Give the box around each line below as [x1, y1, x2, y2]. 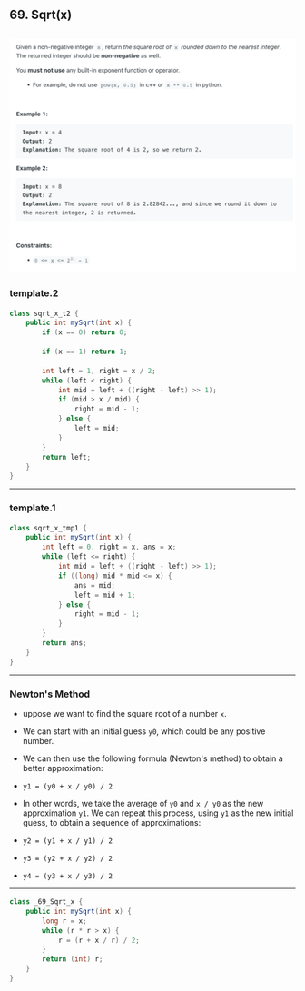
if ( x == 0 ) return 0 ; [42, 328, 128, 337]
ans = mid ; [74, 580, 116, 590]
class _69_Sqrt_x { [9, 897, 84, 907]
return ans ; [42, 639, 88, 648]
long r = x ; [42, 917, 88, 926]
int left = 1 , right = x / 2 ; [42, 366, 156, 375]
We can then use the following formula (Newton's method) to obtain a [22, 753, 283, 764]
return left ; [42, 452, 92, 461]
